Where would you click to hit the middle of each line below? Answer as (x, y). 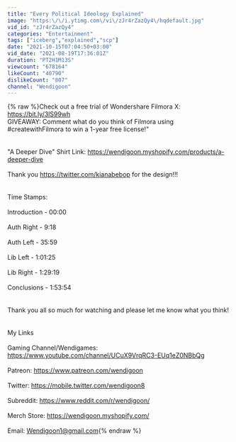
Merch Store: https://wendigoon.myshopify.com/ (78, 416)
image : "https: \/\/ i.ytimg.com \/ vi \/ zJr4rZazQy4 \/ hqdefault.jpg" (106, 21)
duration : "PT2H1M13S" (41, 60)
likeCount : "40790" (36, 73)
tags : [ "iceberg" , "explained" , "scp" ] (63, 40)
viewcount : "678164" (38, 67)
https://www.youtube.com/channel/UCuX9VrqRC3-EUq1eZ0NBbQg (106, 355)
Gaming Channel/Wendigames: (53, 348)
